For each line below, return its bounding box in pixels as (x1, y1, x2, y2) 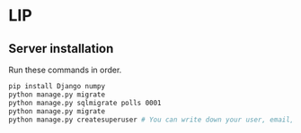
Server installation (8, 41, 114, 56)
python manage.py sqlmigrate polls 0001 (8, 98, 163, 107)
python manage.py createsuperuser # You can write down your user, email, (8, 115, 295, 124)
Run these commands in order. (8, 64, 122, 75)
